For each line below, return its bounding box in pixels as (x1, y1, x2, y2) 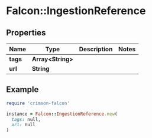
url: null (11, 122, 35, 128)
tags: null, (11, 116, 41, 122)
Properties (6, 28, 46, 38)
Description (79, 45, 113, 53)
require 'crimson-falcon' (6, 100, 70, 106)
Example (6, 84, 39, 95)
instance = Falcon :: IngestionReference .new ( (6, 111, 118, 117)
